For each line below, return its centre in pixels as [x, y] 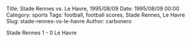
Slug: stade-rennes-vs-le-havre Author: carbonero [69, 21]
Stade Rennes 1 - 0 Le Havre [41, 33]
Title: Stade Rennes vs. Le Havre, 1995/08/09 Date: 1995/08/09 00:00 [93, 9]
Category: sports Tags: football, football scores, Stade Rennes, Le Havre [96, 15]
